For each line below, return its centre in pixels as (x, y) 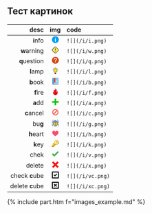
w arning (32, 50)
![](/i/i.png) (87, 41)
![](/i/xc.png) (88, 187)
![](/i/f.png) (87, 93)
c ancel (34, 113)
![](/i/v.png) (87, 155)
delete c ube (27, 186)
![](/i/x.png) (87, 166)
